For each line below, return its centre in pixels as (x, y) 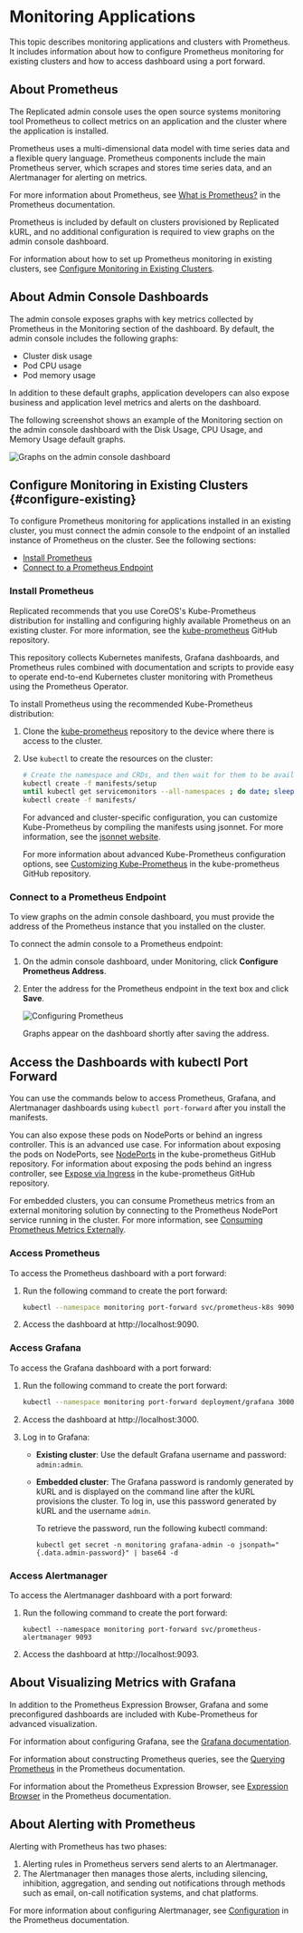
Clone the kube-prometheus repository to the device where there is (148, 731)
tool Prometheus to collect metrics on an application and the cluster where (148, 121)
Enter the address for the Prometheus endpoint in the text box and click (156, 989)
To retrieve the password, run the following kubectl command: (152, 1528)
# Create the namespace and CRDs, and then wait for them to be (146, 775)
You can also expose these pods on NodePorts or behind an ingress (136, 1135)
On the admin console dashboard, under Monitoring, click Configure (150, 962)
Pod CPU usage (52, 366)
